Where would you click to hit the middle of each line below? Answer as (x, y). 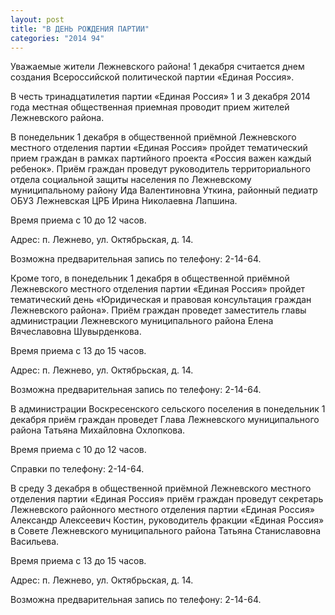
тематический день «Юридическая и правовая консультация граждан (161, 300)
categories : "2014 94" (57, 38)
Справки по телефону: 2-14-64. (77, 469)
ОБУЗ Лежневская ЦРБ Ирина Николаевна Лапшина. (124, 201)
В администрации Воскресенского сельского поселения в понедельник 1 (168, 409)
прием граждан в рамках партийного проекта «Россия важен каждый (161, 158)
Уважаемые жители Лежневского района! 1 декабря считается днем (157, 67)
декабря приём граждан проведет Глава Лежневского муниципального (165, 420)
